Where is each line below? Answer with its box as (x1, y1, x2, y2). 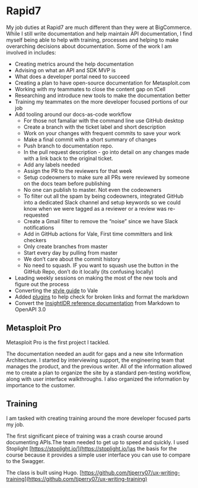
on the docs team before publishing (23, 179, 111, 187)
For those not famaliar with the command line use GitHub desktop (23, 117, 184, 124)
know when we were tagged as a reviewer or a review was (23, 205, 167, 212)
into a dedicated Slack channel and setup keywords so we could (23, 198, 181, 206)
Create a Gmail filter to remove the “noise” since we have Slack (23, 217, 178, 224)
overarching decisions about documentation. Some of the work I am (6, 43, 172, 50)
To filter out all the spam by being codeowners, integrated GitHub (23, 192, 184, 200)
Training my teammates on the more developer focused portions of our (14, 98, 189, 105)
